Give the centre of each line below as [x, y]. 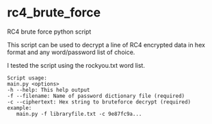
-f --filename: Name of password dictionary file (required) [96, 96]
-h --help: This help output [49, 90]
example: [19, 108]
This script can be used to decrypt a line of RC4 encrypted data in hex [106, 45]
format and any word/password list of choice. [71, 52]
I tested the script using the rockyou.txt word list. [76, 65]
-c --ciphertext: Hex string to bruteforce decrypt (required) [99, 102]
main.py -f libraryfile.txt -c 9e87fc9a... [79, 114]
